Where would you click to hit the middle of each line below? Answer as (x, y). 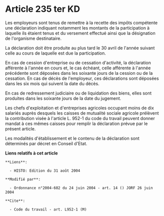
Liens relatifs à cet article (32, 153)
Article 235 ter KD (43, 9)
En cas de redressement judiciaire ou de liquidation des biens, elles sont (78, 93)
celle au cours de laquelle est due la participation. (56, 53)
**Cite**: (15, 201)
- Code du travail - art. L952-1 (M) (48, 209)
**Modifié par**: (23, 179)
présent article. (20, 128)
